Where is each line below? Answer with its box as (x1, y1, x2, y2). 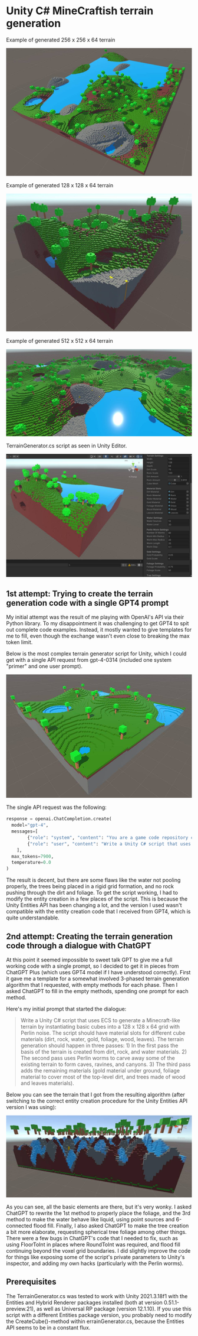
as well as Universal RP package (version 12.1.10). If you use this (36, 1305, 192, 1312)
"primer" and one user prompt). (6, 663, 83, 670)
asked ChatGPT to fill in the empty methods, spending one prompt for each (6, 987, 189, 994)
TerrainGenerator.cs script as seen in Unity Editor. (6, 442, 127, 449)
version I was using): (6, 1103, 57, 1110)
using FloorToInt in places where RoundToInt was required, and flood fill (6, 1241, 181, 1248)
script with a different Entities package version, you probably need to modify (6, 1311, 192, 1318)
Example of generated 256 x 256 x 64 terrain (6, 36, 115, 43)
